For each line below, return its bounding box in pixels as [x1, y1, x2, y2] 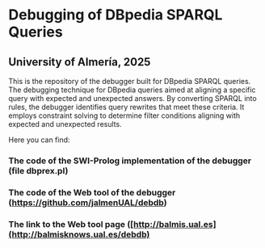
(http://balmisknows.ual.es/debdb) [8, 229, 150, 240]
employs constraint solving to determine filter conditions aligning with [8, 111, 241, 120]
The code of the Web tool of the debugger [8, 187, 176, 198]
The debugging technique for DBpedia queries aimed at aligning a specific [8, 85, 256, 95]
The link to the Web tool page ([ [8, 218, 134, 229]
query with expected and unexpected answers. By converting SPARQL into [8, 94, 257, 103]
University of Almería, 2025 [8, 55, 151, 69]
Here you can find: [8, 135, 70, 145]
